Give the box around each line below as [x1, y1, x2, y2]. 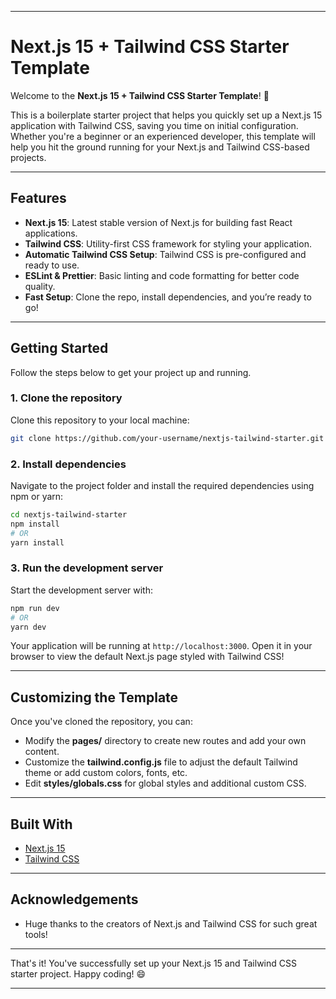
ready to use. [24, 259, 80, 271]
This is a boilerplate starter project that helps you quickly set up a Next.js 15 [10, 109, 323, 121]
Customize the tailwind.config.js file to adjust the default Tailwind [24, 756, 298, 768]
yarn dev [10, 622, 47, 632]
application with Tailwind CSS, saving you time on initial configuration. [10, 119, 299, 131]
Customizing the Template [10, 689, 179, 706]
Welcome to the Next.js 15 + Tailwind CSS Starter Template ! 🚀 [10, 89, 270, 101]
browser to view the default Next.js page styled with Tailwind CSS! [10, 651, 285, 663]
